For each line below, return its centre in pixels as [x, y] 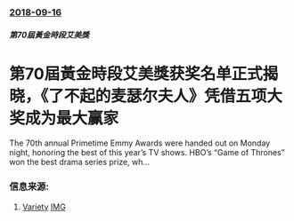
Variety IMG [44, 207]
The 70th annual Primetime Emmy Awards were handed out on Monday [140, 143]
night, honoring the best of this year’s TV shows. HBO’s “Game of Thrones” [147, 153]
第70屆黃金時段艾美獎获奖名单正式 [136, 74]
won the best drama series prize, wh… [79, 162]
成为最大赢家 [72, 118]
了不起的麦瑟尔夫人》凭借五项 [158, 96]
